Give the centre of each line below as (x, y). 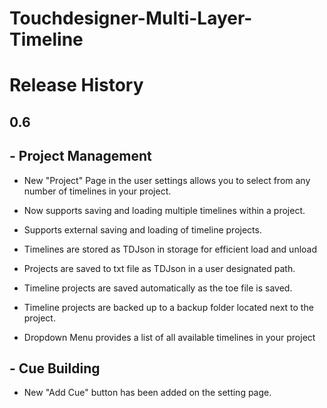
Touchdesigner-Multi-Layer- (131, 18)
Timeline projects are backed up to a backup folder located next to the (168, 307)
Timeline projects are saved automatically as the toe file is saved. (158, 288)
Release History (76, 85)
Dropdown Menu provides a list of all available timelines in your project (169, 337)
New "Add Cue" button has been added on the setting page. (147, 393)
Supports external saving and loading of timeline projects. (142, 229)
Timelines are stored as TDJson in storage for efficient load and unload (170, 249)
